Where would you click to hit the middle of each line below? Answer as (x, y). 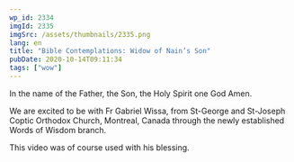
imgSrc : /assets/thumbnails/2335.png (80, 34)
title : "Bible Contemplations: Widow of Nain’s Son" (110, 51)
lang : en (26, 43)
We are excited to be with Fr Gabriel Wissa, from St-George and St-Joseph (147, 111)
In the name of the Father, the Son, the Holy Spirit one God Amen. (131, 93)
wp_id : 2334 (31, 18)
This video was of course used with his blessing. (100, 147)
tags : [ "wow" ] (36, 68)
